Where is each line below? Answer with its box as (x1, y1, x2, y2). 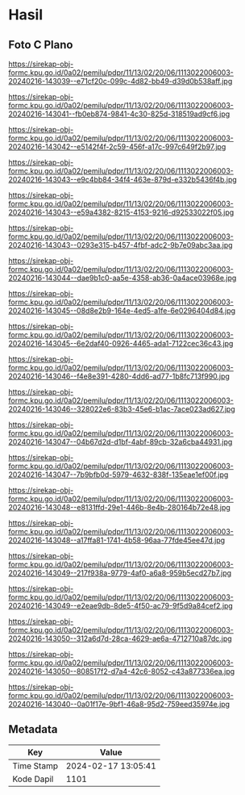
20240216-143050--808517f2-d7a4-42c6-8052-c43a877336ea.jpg (8, 667, 235, 676)
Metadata (8, 722, 58, 736)
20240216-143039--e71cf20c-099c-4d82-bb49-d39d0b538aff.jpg (8, 77, 233, 86)
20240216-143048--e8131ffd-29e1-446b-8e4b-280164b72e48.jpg (8, 503, 231, 512)
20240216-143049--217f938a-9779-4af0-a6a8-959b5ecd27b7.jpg (8, 568, 232, 578)
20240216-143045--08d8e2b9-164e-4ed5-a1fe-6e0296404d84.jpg (8, 306, 236, 316)
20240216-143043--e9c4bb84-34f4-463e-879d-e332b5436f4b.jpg (8, 175, 238, 184)
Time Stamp (12, 760, 59, 772)
